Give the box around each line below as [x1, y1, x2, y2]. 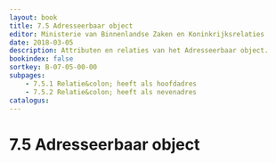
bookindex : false [9, 54, 74, 63]
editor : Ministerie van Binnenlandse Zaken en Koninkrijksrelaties [9, 29, 265, 38]
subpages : [9, 71, 46, 80]
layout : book [9, 12, 58, 22]
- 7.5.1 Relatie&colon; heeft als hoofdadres [25, 79, 198, 88]
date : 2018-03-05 [9, 37, 74, 47]
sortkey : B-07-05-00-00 [9, 63, 98, 72]
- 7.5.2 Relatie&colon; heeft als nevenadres [25, 87, 198, 96]
